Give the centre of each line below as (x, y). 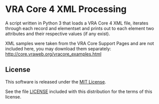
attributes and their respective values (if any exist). (58, 33)
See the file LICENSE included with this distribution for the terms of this (79, 91)
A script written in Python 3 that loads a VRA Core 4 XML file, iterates (77, 23)
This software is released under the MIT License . (56, 81)
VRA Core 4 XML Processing (66, 9)
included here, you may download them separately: (58, 48)
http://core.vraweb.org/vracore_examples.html (53, 54)
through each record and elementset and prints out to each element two (80, 28)
